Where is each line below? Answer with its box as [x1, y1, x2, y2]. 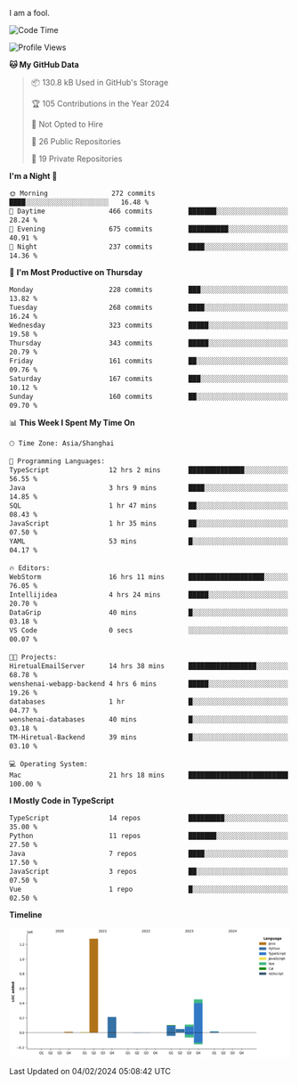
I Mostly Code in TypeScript [9, 795, 114, 805]
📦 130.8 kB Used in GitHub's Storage [30, 77, 169, 87]
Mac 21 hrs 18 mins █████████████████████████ [9, 771, 289, 779]
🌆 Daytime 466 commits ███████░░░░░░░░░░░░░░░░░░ [9, 207, 289, 216]
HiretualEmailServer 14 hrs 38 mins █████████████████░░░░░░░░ [9, 662, 289, 671]
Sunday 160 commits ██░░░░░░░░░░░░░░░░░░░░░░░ [9, 392, 289, 401]
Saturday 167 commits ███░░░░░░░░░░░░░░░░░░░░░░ [9, 374, 289, 383]
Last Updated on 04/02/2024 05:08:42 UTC [9, 1065, 172, 1076]
